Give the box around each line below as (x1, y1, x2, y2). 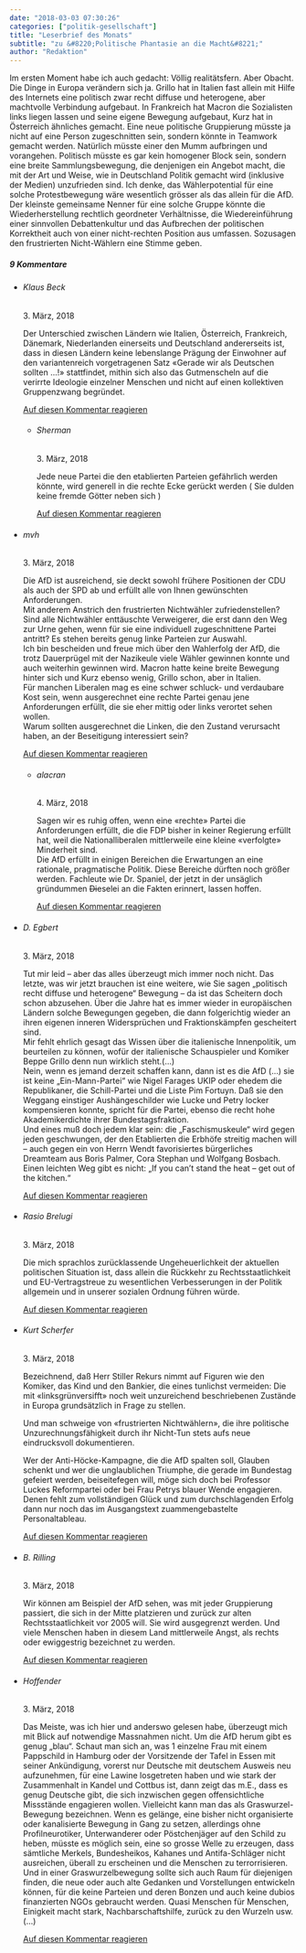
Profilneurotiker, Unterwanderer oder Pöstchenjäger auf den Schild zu (22, 1829, 286, 1840)
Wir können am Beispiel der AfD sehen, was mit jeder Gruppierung (22, 1598, 273, 1609)
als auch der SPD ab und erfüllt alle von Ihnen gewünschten (22, 585, 248, 596)
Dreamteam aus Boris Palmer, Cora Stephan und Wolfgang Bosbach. (22, 1153, 281, 1164)
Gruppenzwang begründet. (22, 386, 125, 397)
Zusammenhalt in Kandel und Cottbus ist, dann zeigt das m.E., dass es (22, 1780, 289, 1791)
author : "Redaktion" (9, 48, 89, 57)
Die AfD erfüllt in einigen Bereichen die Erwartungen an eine (36, 854, 263, 865)
